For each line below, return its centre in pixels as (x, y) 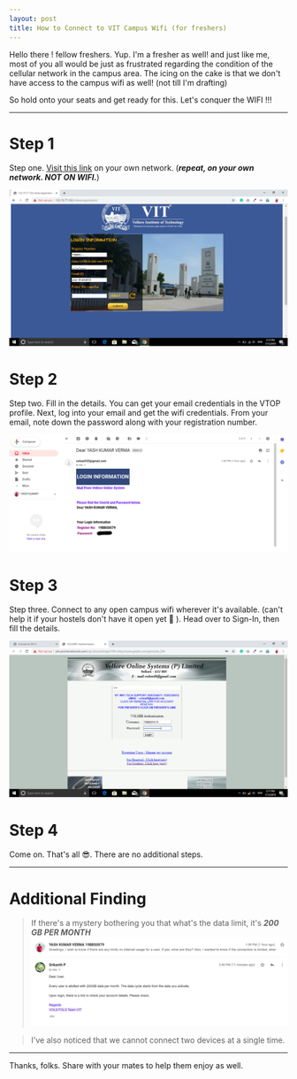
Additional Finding (78, 899)
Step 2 (33, 379)
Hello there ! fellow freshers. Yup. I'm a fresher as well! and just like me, (140, 54)
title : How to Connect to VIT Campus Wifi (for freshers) (118, 28)
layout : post (33, 19)
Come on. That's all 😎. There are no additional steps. (106, 854)
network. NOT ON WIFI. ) (54, 178)
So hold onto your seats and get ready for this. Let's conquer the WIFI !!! (141, 99)
